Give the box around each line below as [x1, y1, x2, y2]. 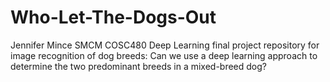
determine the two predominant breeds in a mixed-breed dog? [10, 60, 267, 72]
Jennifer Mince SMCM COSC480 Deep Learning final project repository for [10, 39, 320, 51]
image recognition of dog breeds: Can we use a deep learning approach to [10, 49, 318, 61]
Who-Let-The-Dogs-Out [10, 6, 217, 29]
